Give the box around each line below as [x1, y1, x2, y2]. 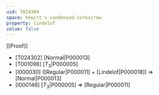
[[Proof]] [6, 42, 29, 50]
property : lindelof [6, 20, 56, 26]
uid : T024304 [6, 8, 39, 15]
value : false [6, 25, 39, 32]
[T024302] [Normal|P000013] [15, 54, 90, 61]
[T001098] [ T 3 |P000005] [15, 61, 78, 70]
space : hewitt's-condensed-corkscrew [6, 15, 102, 21]
